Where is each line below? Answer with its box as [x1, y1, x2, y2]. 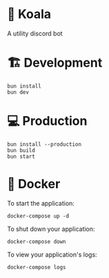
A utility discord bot [7, 29, 63, 38]
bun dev [7, 88, 30, 96]
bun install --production [7, 140, 81, 148]
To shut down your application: [7, 224, 95, 233]
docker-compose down [7, 238, 67, 245]
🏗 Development [7, 55, 103, 71]
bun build [7, 147, 36, 154]
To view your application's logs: [7, 250, 98, 259]
